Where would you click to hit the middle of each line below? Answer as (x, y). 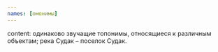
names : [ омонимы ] (32, 14)
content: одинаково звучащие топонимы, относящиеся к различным (109, 33)
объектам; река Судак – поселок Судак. (67, 41)
